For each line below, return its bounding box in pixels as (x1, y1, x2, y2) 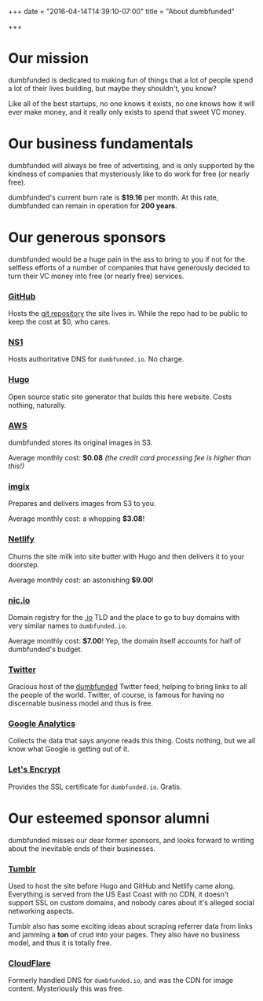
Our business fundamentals (8, 135, 194, 152)
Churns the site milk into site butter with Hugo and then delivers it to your (8, 552, 245, 561)
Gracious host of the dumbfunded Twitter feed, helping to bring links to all (8, 682, 247, 691)
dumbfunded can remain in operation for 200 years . (8, 200, 177, 211)
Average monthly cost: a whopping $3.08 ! (8, 514, 145, 523)
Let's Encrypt (8, 764, 61, 775)
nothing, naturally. (8, 400, 67, 409)
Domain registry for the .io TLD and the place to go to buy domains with (8, 612, 240, 621)
